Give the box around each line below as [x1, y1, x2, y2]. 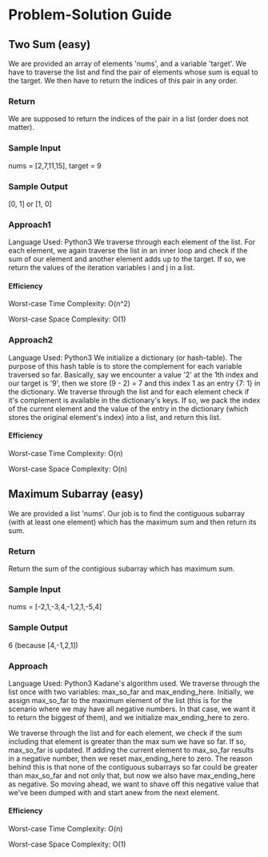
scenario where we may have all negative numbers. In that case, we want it [8, 704, 256, 713]
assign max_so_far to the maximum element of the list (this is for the [8, 695, 233, 705]
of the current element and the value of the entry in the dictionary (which [8, 403, 249, 414]
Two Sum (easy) [8, 38, 91, 51]
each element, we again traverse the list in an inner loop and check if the [8, 246, 248, 256]
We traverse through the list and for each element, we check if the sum [8, 728, 242, 738]
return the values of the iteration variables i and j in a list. [8, 263, 195, 273]
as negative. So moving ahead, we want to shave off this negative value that [8, 779, 259, 789]
